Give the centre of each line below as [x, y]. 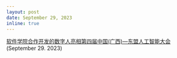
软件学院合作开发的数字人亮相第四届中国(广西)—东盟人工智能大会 [88, 42]
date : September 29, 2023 [39, 18]
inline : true [23, 23]
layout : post [23, 12]
